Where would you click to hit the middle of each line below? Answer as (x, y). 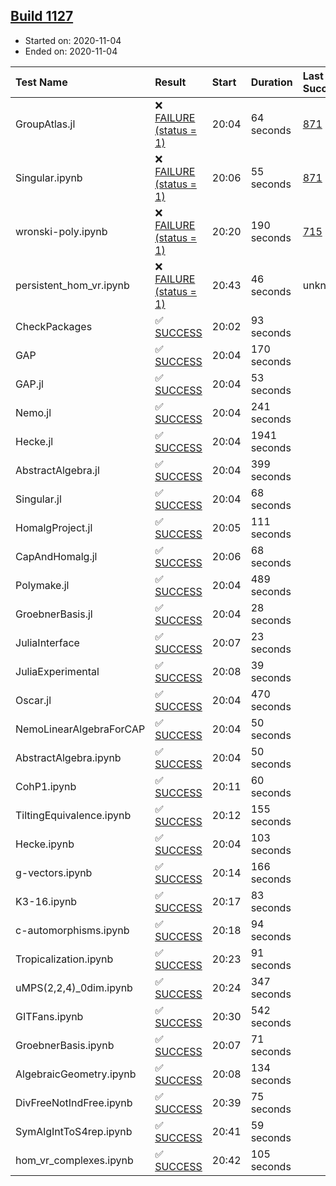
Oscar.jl (33, 700)
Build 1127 (42, 16)
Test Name (41, 82)
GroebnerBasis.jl (54, 614)
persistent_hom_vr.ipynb (72, 285)
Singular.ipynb (49, 177)
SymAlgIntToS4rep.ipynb (74, 1131)
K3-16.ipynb (46, 901)
